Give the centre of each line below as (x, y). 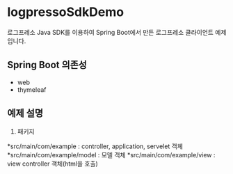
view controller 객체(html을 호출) (53, 164)
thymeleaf (32, 89)
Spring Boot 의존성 (47, 65)
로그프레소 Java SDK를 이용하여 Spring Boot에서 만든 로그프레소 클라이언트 (111, 32)
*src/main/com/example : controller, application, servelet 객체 (95, 146)
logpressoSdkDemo (65, 12)
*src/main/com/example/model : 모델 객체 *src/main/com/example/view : (111, 155)
